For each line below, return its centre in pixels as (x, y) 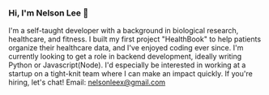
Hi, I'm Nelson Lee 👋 (49, 13)
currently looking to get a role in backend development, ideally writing (125, 57)
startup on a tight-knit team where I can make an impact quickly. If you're (130, 74)
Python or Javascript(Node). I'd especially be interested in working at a (127, 65)
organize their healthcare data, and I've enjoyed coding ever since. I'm (126, 48)
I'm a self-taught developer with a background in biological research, (124, 31)
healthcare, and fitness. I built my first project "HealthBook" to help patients (135, 39)
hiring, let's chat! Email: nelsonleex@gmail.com (87, 82)
